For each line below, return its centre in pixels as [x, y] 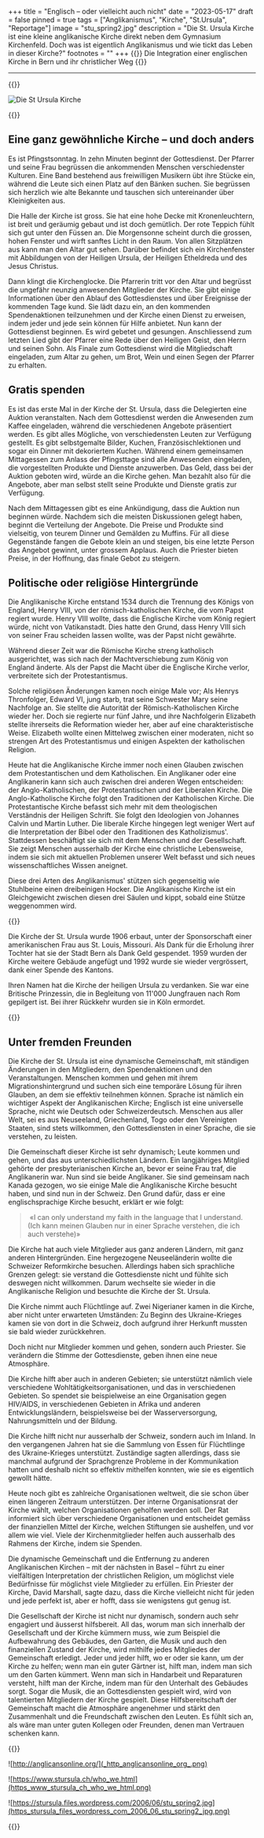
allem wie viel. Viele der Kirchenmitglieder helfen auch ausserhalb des [122, 1535]
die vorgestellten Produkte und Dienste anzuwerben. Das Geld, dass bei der [131, 468]
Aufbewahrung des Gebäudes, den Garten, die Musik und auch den [117, 1641]
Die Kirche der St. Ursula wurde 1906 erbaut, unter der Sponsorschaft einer [130, 937]
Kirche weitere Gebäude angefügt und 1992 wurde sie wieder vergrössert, [128, 962]
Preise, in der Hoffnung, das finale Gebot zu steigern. [94, 558]
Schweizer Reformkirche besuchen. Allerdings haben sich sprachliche [121, 1266]
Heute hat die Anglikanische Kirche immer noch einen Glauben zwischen [126, 765]
